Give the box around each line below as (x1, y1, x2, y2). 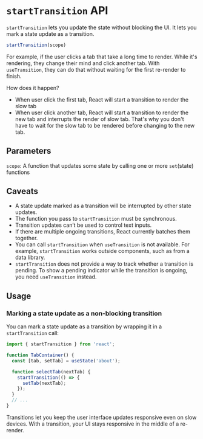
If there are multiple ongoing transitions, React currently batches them (15, 228, 191, 235)
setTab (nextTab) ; (22, 380, 67, 386)
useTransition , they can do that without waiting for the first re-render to (6, 66, 186, 73)
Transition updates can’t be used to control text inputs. (15, 221, 152, 229)
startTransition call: (6, 330, 59, 337)
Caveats (6, 186, 38, 196)
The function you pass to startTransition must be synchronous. (15, 215, 177, 223)
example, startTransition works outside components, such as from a (15, 247, 190, 255)
